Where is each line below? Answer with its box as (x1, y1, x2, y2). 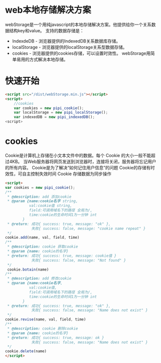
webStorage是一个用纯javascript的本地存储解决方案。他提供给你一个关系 (5, 22, 152, 27)
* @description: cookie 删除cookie (7, 326, 78, 331)
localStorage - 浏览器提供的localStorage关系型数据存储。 (12, 44, 127, 50)
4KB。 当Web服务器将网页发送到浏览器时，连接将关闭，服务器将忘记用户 (9, 159, 157, 164)
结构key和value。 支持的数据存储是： (9, 27, 84, 33)
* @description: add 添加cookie (7, 194, 72, 199)
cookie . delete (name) (5, 349, 47, 354)
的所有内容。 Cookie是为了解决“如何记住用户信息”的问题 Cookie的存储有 (5, 164, 151, 170)
